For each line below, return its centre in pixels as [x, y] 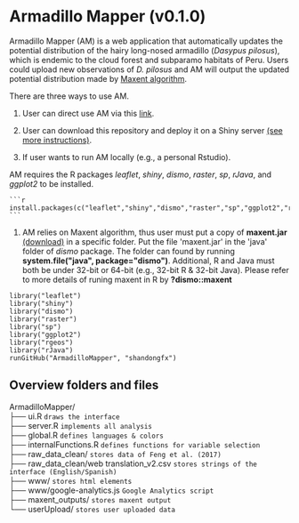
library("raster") [43, 319]
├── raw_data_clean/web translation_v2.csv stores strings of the [133, 463]
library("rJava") [41, 350]
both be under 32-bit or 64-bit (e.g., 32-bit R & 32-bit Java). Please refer [155, 270]
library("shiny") [41, 303]
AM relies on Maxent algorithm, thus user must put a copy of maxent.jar [154, 232]
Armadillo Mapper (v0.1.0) [108, 16]
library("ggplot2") [45, 334]
